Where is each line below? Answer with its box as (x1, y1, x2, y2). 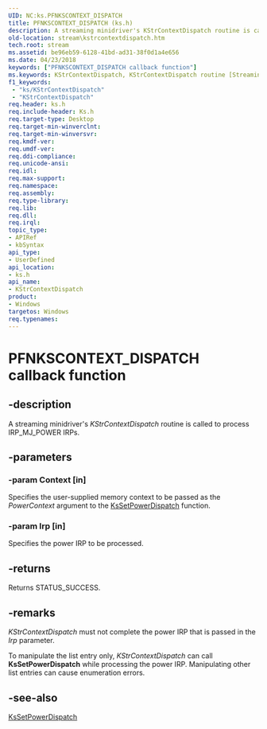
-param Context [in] (8, 474, 87, 485)
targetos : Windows (8, 307, 69, 315)
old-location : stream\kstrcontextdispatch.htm (8, 33, 165, 42)
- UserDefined (8, 255, 56, 263)
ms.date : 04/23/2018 (8, 57, 77, 64)
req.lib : (8, 204, 37, 212)
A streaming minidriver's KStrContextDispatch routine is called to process (8, 419, 250, 428)
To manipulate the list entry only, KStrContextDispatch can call (8, 651, 213, 661)
